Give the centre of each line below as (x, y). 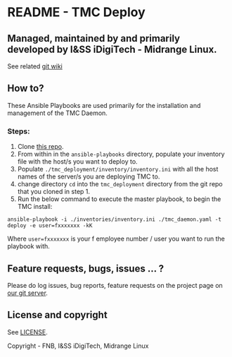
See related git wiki (35, 66)
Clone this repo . (40, 147)
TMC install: (35, 207)
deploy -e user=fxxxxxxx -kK (50, 226)
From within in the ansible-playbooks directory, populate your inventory (121, 154)
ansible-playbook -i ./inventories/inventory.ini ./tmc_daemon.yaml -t (114, 219)
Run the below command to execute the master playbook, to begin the (119, 199)
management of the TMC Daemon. (57, 113)
